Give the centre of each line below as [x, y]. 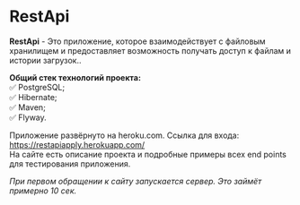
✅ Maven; [28, 107]
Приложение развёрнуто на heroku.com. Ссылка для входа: [124, 135]
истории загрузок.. [45, 60]
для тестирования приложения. [70, 164]
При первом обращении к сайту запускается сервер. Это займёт [136, 181]
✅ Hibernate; [33, 97]
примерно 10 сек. [43, 191]
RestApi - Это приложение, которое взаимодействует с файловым [138, 41]
